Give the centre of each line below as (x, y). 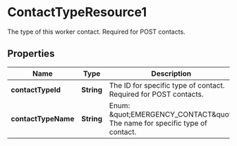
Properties (31, 54)
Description (171, 73)
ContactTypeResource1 (77, 12)
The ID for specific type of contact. (167, 85)
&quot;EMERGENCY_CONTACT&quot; (171, 114)
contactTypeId (36, 90)
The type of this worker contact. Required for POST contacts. (96, 32)
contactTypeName (43, 119)
